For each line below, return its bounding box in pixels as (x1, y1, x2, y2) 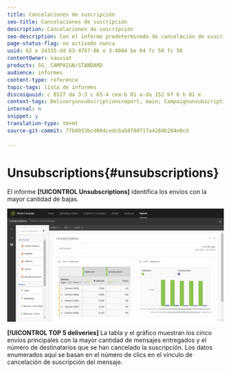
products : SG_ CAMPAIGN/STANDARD (7, 62, 103, 69)
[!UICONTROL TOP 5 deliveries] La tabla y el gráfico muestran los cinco (7, 328, 212, 337)
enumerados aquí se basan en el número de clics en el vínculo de (7, 350, 193, 359)
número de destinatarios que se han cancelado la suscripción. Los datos (7, 343, 213, 351)
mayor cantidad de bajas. (7, 195, 79, 203)
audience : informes (7, 69, 63, 76)
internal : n (7, 105, 41, 113)
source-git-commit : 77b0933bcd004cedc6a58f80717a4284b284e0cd (7, 127, 189, 134)
